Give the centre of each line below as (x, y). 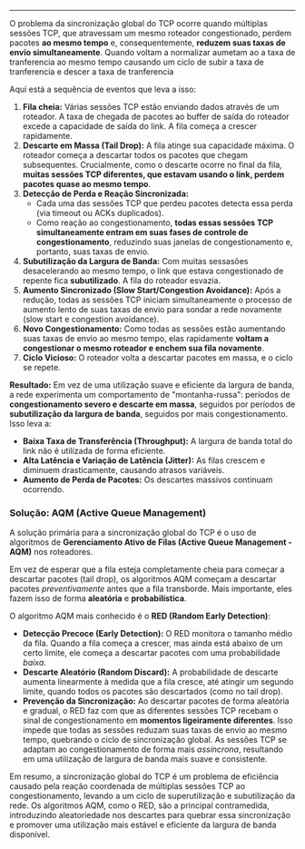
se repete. (41, 367)
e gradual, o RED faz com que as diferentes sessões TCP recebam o (150, 711)
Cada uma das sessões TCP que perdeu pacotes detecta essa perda (164, 203)
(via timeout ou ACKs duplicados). (100, 213)
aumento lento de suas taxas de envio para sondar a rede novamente (152, 309)
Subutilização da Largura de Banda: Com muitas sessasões (135, 261)
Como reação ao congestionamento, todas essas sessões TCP (155, 222)
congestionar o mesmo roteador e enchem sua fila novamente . (143, 348)
